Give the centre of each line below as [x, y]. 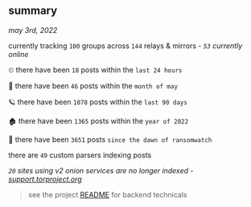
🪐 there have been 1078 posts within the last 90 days [98, 102]
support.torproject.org [45, 179]
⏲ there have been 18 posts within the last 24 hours [95, 70]
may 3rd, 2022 [33, 30]
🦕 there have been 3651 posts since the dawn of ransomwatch [110, 139]
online [19, 54]
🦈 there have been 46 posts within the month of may [93, 86]
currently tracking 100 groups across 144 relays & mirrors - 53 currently [125, 46]
